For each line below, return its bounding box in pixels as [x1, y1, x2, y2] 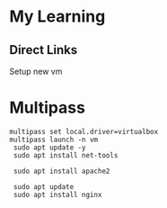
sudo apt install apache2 [13, 167, 110, 176]
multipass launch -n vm [9, 135, 99, 144]
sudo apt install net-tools [13, 150, 119, 159]
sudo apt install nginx [13, 190, 102, 199]
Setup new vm [9, 66, 63, 77]
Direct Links [9, 42, 78, 58]
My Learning [9, 6, 106, 27]
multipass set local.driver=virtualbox [9, 127, 159, 136]
